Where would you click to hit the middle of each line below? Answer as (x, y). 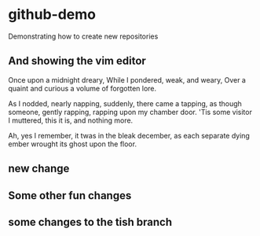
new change (39, 169)
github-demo (52, 15)
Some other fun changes (70, 195)
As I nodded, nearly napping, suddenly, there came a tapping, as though (125, 103)
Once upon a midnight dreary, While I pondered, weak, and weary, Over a (127, 79)
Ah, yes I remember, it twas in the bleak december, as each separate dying (129, 135)
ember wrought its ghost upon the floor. (73, 144)
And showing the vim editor (77, 61)
